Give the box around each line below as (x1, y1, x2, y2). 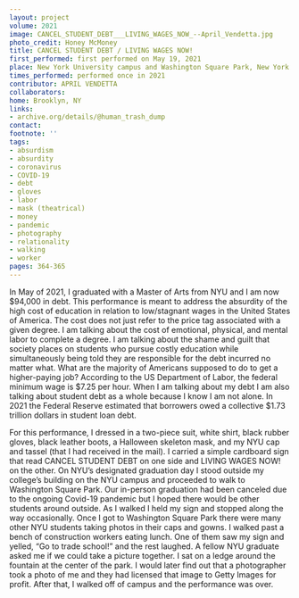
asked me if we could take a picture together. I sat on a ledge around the (9, 550, 276, 561)
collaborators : (9, 87, 66, 96)
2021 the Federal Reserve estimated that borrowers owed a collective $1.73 (9, 400, 286, 411)
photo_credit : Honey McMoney (9, 37, 118, 47)
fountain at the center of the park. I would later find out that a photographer (9, 560, 287, 570)
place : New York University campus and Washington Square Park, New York (9, 63, 290, 72)
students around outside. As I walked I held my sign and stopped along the (9, 502, 284, 513)
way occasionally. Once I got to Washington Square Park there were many (9, 512, 282, 523)
